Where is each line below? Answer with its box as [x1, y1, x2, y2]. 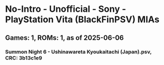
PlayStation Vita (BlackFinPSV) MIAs [5, 14, 160, 25]
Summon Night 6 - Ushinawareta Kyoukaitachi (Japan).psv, [5, 48, 152, 55]
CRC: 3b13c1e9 [5, 54, 42, 61]
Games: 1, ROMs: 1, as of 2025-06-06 [5, 33, 124, 42]
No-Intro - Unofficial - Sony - [5, 3, 126, 15]
